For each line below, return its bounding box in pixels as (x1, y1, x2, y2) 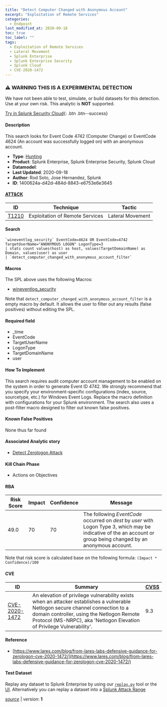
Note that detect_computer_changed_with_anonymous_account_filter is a (5, 296, 152, 302)
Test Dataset (5, 670, 32, 676)
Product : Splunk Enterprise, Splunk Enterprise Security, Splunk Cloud (12, 158, 155, 165)
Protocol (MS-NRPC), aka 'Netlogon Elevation (32, 617, 140, 624)
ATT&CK (5, 191, 23, 197)
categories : (5, 16, 30, 21)
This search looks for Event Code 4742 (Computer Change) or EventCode (5, 133, 157, 139)
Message (110, 499, 133, 506)
